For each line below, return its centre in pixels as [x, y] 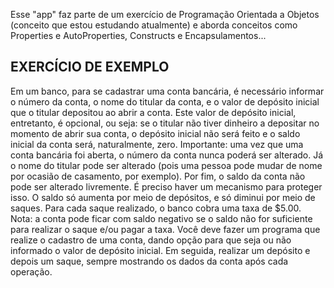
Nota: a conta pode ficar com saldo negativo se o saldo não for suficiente [161, 218]
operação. [31, 271]
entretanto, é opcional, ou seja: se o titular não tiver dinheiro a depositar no [165, 123]
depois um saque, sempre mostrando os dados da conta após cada [149, 261]
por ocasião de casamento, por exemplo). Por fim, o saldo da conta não [158, 176]
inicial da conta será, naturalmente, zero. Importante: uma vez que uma [157, 144]
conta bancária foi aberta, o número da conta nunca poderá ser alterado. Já [167, 155]
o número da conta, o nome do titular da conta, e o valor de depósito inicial [165, 101]
